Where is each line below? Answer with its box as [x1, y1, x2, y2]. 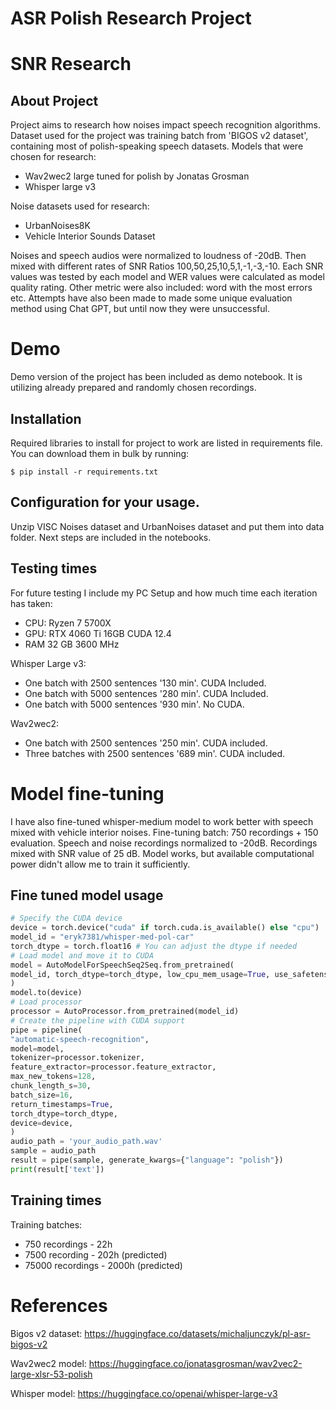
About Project [10, 92, 99, 109]
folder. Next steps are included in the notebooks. [10, 531, 212, 543]
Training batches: [10, 1218, 83, 1231]
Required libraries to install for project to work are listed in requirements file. [10, 437, 323, 449]
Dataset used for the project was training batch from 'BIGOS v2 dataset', [10, 130, 309, 142]
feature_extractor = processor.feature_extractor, [10, 1062, 217, 1072]
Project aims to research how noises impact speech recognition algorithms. [10, 119, 322, 131]
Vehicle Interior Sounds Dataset [24, 230, 156, 242]
